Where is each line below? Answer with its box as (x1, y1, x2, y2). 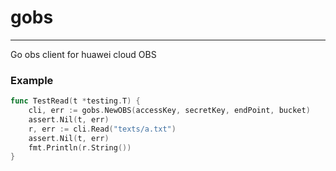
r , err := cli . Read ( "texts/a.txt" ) (28, 124, 177, 134)
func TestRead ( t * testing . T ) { (10, 96, 141, 106)
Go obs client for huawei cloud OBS (10, 48, 157, 60)
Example (10, 73, 54, 87)
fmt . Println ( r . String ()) (28, 142, 132, 153)
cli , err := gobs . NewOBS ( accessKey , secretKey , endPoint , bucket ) (28, 106, 311, 116)
